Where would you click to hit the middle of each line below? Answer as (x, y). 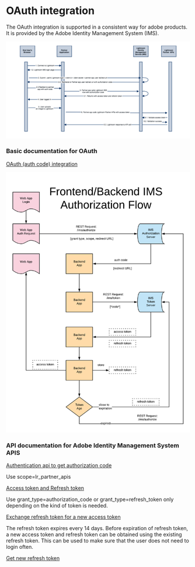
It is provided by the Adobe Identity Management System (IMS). (83, 33)
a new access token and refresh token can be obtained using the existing (94, 534)
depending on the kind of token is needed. (57, 505)
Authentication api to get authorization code (59, 465)
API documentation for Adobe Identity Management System (93, 445)
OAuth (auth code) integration (42, 164)
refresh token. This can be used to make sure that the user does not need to (98, 540)
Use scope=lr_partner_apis (39, 476)
